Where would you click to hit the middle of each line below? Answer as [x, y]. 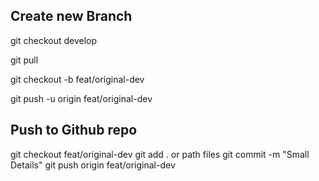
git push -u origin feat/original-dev [81, 98]
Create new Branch [71, 16]
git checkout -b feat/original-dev [77, 79]
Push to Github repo [74, 130]
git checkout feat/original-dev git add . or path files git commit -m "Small [160, 154]
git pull [24, 60]
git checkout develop [54, 40]
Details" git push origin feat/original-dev [93, 165]
